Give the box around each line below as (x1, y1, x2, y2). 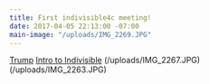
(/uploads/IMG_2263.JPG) (9, 64, 107, 75)
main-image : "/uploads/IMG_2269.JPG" (9, 30, 152, 39)
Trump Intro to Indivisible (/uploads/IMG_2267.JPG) (9, 55, 201, 66)
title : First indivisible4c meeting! (9, 13, 152, 23)
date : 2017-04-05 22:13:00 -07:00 (9, 22, 140, 31)
